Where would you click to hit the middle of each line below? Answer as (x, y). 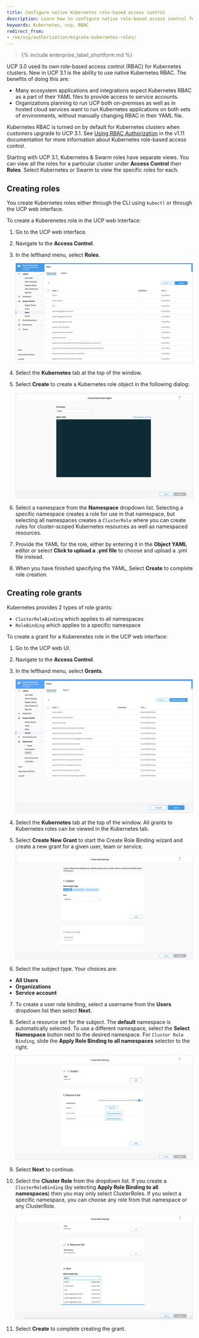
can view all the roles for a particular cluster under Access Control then (94, 164)
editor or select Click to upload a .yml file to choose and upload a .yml (101, 550)
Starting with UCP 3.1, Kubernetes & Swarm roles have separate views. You (98, 157)
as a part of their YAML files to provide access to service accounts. (97, 97)
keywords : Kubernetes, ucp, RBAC (48, 25)
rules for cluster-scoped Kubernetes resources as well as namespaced (101, 527)
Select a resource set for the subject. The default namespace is (93, 1022)
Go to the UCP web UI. (43, 648)
